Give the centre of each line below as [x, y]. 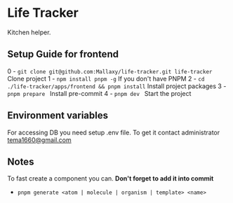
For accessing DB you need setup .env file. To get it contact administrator [113, 132]
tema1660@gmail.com [39, 140]
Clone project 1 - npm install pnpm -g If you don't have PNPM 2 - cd [106, 78]
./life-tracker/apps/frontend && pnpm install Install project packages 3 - [117, 86]
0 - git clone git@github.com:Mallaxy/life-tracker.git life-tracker [110, 71]
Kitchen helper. [29, 32]
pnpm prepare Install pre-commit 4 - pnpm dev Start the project [99, 93]
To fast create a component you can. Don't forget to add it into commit [111, 178]
